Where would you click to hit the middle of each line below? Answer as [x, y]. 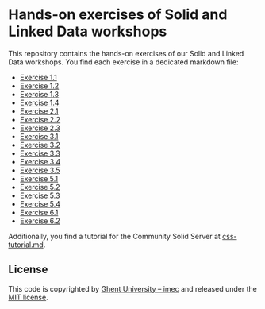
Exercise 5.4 [40, 203]
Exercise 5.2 [40, 187]
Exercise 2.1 [39, 111]
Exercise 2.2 [40, 119]
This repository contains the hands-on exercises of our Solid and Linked [126, 53]
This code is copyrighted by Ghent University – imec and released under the [133, 288]
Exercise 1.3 [39, 94]
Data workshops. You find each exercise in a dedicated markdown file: [123, 62]
